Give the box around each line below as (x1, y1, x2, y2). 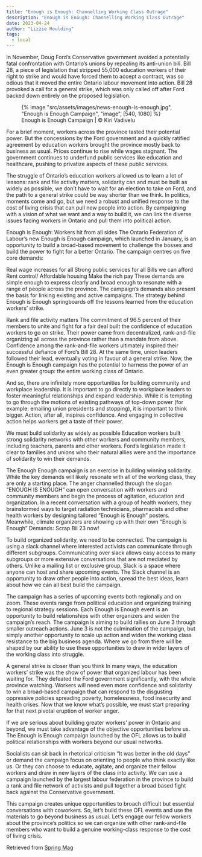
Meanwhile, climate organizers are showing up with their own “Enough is (6, 518, 187, 525)
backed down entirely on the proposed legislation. (6, 92, 131, 99)
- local (11, 37, 31, 43)
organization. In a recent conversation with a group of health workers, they (6, 499, 192, 506)
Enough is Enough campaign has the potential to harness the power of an (6, 361, 189, 368)
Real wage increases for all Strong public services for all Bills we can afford (6, 266, 194, 273)
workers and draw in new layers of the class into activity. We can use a (6, 769, 183, 776)
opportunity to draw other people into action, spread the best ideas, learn (6, 575, 189, 582)
